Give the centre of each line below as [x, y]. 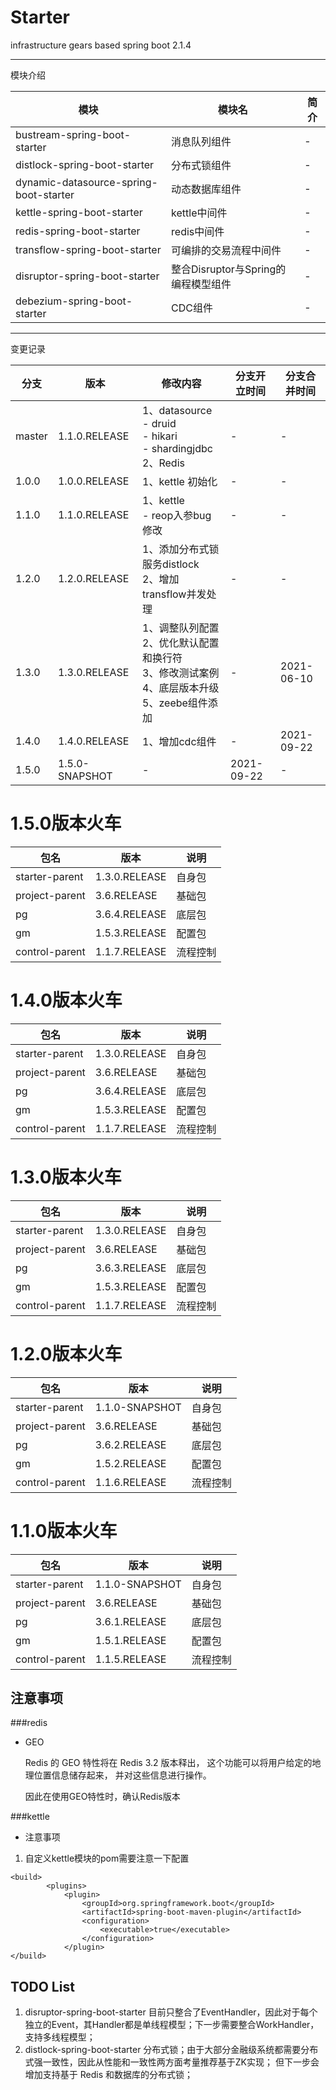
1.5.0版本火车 [66, 823]
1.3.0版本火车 [66, 1177]
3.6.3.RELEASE [130, 1268]
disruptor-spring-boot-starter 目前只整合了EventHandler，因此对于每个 [171, 2012]
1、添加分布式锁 [181, 549]
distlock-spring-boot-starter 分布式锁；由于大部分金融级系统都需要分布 [171, 2050]
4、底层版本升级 [181, 688]
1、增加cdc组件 [179, 741]
